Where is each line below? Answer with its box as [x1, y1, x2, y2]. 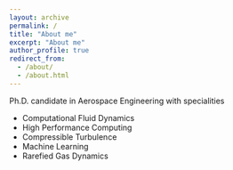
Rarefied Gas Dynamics [21, 150, 108, 161]
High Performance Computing [21, 122, 133, 133]
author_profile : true [9, 46, 90, 55]
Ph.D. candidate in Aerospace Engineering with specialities [9, 95, 225, 106]
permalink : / [9, 21, 58, 30]
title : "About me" [9, 29, 77, 38]
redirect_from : [9, 54, 66, 63]
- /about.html [17, 71, 69, 80]
